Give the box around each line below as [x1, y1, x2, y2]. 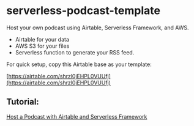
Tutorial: [6, 97, 40, 107]
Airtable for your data [15, 35, 69, 43]
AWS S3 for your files [15, 42, 70, 50]
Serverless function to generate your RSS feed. [15, 48, 135, 56]
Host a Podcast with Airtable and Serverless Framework [6, 113, 147, 120]
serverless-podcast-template [6, 4, 161, 18]
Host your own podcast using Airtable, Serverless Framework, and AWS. [6, 24, 189, 31]
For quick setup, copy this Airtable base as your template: [6, 61, 152, 68]
